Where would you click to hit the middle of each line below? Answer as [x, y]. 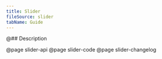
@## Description [26, 39]
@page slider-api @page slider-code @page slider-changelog [81, 50]
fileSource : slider [30, 17]
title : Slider [23, 11]
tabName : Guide [25, 22]
